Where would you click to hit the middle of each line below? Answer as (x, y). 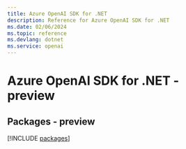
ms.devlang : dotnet (36, 40)
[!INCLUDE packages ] (39, 138)
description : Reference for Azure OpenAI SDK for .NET (88, 20)
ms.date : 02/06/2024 (37, 27)
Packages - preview (51, 121)
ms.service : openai (36, 46)
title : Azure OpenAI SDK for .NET (57, 14)
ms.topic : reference (37, 33)
